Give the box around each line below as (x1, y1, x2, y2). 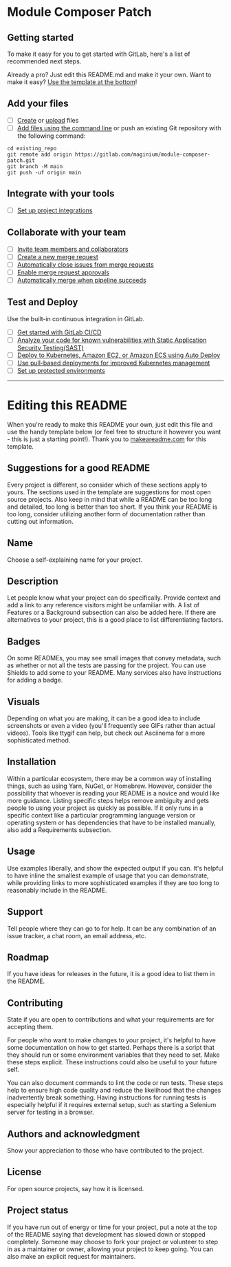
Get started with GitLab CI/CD (16, 328, 102, 336)
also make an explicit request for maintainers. (7, 1252, 136, 1260)
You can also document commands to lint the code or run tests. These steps (7, 1079, 223, 1087)
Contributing (7, 997, 63, 1008)
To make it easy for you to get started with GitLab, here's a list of (7, 50, 190, 58)
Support (7, 906, 43, 918)
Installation (7, 756, 56, 768)
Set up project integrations (16, 206, 93, 214)
